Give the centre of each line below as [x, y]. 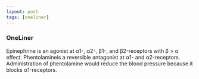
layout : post [22, 12]
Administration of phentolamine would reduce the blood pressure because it [99, 64]
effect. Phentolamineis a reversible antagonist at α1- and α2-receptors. [93, 57]
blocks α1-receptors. [32, 69]
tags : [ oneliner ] [28, 17]
